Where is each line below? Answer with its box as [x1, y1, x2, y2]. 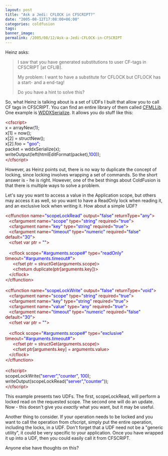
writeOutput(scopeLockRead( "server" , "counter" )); [5, 378, 109, 384]
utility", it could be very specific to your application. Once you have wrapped [5, 429, 163, 435]
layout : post [5, 7, 33, 13]
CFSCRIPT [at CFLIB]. [17, 64, 63, 70]
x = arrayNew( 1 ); [5, 124, 40, 131]
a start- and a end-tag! [17, 79, 65, 85]
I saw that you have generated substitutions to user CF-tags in [17, 59, 146, 65]
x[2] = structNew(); [5, 135, 45, 141]
